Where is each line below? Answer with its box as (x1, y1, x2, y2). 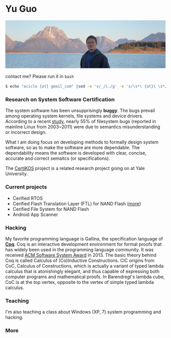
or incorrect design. (5, 129, 47, 135)
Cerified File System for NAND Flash (12, 206, 89, 212)
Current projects (5, 183, 47, 190)
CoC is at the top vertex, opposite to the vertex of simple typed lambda (5, 279, 154, 285)
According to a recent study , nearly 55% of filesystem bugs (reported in (5, 118, 156, 125)
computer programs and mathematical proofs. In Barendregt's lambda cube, (5, 274, 165, 280)
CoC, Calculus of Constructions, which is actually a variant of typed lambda (5, 263, 164, 269)
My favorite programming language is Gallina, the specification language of (5, 236, 163, 242)
